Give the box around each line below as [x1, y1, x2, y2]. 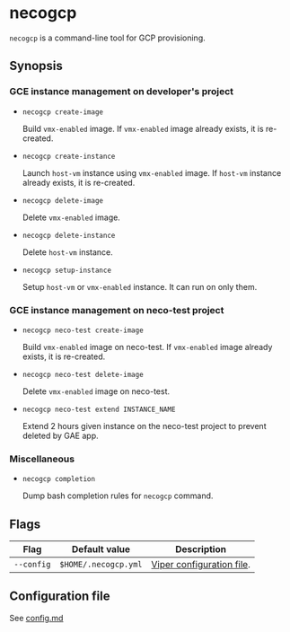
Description [174, 543, 227, 556]
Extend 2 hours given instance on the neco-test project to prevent [22, 420, 267, 431]
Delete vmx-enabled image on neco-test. [22, 385, 171, 397]
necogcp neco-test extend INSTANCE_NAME [22, 405, 176, 414]
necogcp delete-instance [22, 231, 116, 240]
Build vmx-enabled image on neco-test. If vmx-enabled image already [22, 341, 273, 352]
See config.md [9, 612, 64, 623]
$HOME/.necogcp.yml [59, 559, 143, 570]
